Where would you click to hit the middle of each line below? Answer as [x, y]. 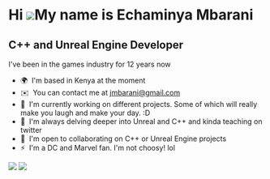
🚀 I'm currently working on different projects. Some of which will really [139, 104]
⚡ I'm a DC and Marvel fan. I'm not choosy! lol [98, 148]
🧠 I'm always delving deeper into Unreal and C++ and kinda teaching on [141, 121]
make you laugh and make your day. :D [85, 113]
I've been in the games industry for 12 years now [90, 64]
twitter [31, 130]
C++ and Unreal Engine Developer [96, 45]
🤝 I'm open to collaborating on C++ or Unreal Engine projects [123, 139]
